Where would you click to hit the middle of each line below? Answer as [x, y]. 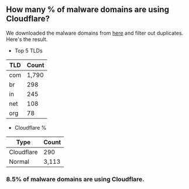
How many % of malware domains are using [88, 10]
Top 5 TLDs [28, 50]
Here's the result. [27, 39]
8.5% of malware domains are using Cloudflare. [75, 179]
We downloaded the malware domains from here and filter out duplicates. [95, 33]
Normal [19, 161]
